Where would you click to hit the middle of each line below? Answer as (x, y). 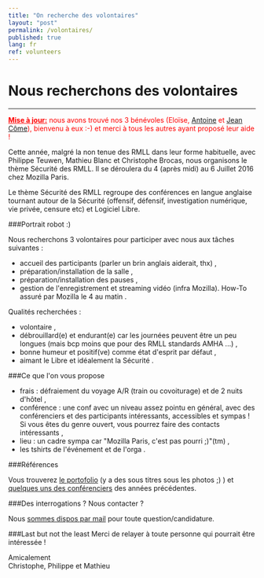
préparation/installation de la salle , (76, 271)
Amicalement (29, 557)
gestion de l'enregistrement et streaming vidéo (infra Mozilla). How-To (133, 288)
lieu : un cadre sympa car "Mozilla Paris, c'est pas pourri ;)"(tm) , (125, 440)
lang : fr (22, 45)
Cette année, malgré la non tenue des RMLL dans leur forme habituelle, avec (132, 152)
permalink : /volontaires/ (50, 30)
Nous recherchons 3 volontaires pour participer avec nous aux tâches (121, 239)
